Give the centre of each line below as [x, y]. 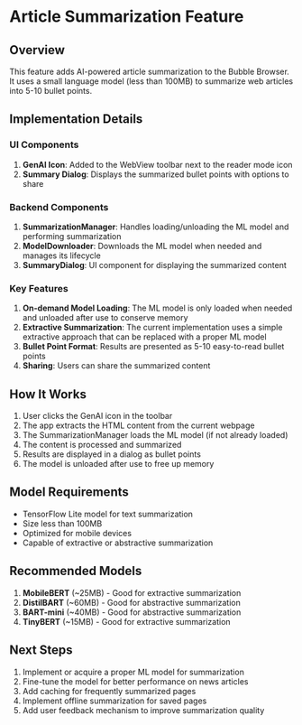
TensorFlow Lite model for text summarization [108, 514]
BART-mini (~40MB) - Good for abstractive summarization [132, 612]
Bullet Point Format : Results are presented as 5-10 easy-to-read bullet [153, 347]
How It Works [48, 394]
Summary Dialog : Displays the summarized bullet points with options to [156, 174]
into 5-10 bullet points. [51, 91]
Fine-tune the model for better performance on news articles [135, 681]
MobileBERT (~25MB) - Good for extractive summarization [132, 592]
